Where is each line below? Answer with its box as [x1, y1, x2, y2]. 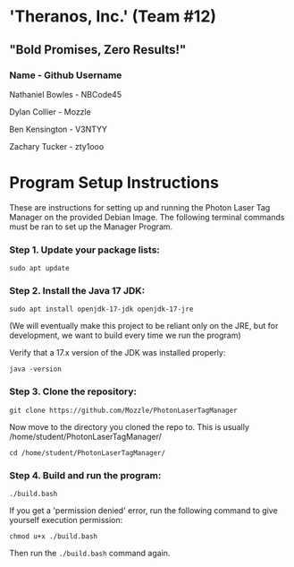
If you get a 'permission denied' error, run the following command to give [9, 505, 279, 516]
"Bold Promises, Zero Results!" [9, 42, 187, 57]
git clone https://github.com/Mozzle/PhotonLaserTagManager [9, 406, 239, 415]
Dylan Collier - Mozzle [9, 106, 91, 117]
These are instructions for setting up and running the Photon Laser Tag [9, 202, 271, 212]
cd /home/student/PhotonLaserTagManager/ [9, 448, 166, 458]
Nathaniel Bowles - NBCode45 [9, 89, 122, 99]
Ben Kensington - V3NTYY [9, 124, 108, 134]
